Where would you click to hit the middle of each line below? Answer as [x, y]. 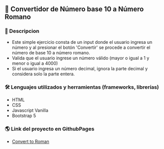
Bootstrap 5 [24, 116]
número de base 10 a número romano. [51, 52]
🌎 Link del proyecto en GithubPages [50, 129]
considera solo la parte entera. [43, 74]
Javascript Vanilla [30, 110]
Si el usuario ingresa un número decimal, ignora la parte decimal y [80, 68]
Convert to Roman [30, 142]
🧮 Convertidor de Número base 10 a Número [74, 9]
